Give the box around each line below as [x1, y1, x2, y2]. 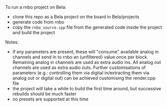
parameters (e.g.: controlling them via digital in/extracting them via [12, 70, 150, 76]
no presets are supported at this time [12, 96, 89, 102]
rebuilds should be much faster [12, 91, 77, 97]
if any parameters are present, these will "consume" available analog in [12, 49, 159, 54]
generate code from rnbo [12, 19, 65, 25]
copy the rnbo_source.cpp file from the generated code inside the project [12, 24, 163, 30]
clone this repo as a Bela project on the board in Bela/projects [12, 14, 140, 19]
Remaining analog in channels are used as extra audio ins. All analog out [12, 59, 161, 65]
